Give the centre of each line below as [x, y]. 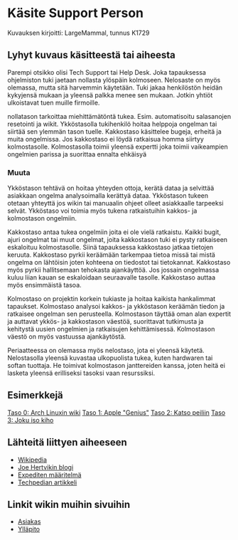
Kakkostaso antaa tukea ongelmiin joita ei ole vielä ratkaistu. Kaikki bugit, [114, 232]
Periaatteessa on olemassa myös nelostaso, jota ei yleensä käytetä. [106, 351]
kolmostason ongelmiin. [42, 218]
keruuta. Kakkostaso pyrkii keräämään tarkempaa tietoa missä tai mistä [111, 255]
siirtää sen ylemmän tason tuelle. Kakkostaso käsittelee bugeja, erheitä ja [114, 131]
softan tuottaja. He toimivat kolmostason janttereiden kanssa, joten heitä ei [117, 366]
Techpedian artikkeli [47, 482]
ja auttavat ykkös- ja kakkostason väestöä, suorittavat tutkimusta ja [106, 322]
